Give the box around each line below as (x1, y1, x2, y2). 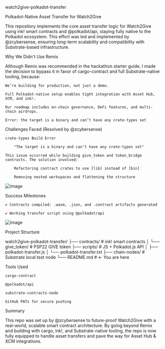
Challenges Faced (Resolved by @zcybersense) (5, 127, 102, 132)
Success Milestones (5, 193, 46, 198)
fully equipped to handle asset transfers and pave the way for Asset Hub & (5, 333, 157, 339)
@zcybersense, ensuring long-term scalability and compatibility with (5, 39, 145, 45)
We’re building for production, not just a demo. (5, 83, 109, 88)
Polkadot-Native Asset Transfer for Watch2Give (5, 14, 102, 19)
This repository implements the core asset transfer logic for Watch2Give (5, 23, 152, 29)
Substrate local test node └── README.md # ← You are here (5, 254, 130, 260)
